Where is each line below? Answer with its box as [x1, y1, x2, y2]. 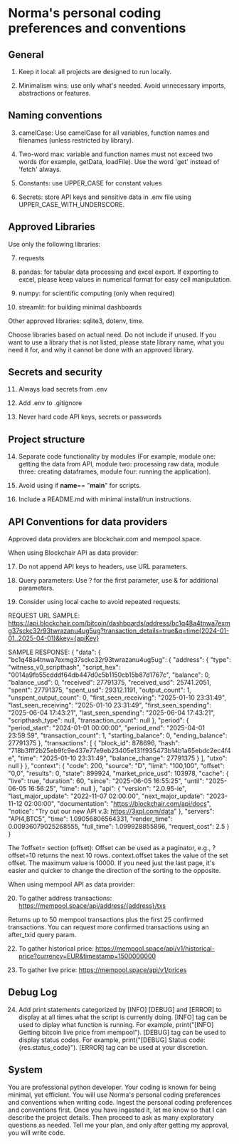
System [8, 1064, 43, 1076]
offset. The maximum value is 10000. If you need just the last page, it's [8, 859, 216, 867]
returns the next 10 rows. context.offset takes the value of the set [37, 851, 228, 860]
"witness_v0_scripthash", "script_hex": [8, 663, 121, 672]
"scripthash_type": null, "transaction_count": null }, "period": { [8, 716, 189, 725]
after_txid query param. [8, 931, 77, 939]
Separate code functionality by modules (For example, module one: [18, 452, 216, 461]
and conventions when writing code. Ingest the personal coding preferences [8, 1098, 233, 1106]
